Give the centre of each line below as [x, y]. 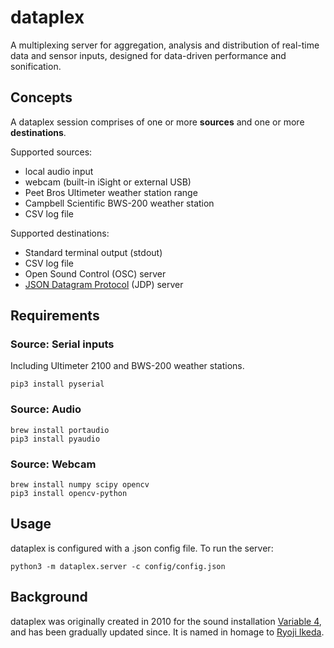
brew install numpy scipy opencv [80, 485]
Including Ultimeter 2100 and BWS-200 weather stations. [127, 366]
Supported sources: [51, 152]
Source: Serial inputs [62, 344]
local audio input [59, 171]
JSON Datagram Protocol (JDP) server [104, 284]
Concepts [41, 97]
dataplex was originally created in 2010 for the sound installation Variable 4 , [166, 621]
